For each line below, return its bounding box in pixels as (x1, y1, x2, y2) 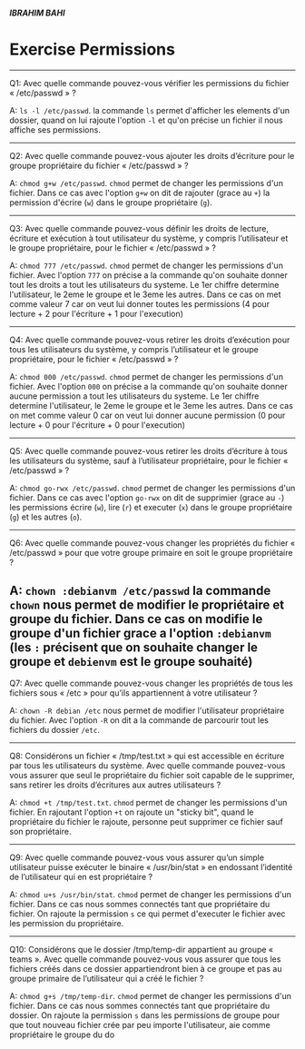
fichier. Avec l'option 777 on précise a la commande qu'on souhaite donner (9, 269, 289, 281)
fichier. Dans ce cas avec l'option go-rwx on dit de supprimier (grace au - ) (9, 491, 285, 503)
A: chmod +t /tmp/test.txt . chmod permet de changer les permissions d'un (9, 797, 288, 808)
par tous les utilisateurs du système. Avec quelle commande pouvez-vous (9, 760, 286, 771)
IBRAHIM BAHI (9, 7, 65, 18)
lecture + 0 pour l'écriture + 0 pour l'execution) (9, 419, 186, 430)
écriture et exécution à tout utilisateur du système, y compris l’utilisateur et (9, 233, 289, 243)
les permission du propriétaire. (9, 918, 124, 929)
